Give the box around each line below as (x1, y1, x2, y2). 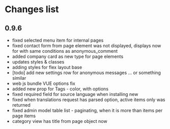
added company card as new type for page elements (12, 53, 124, 59)
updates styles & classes (12, 59, 65, 64)
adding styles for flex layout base (12, 64, 82, 70)
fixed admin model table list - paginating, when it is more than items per (12, 108, 163, 113)
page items (12, 113, 36, 119)
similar (12, 75, 26, 81)
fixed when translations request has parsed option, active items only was (12, 96, 165, 103)
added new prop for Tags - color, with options (12, 86, 109, 92)
